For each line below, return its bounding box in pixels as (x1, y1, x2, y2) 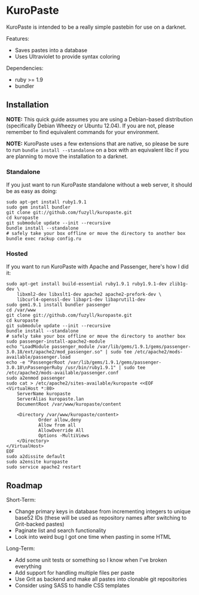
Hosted (6, 249, 28, 258)
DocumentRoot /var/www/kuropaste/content (17, 401, 121, 407)
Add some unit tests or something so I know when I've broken (14, 557, 167, 564)
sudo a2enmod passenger (6, 375, 66, 382)
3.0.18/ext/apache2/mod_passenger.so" (6, 349, 103, 355)
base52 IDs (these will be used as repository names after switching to (14, 514, 187, 521)
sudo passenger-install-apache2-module (6, 338, 106, 344)
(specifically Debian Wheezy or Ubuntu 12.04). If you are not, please (6, 122, 174, 129)
